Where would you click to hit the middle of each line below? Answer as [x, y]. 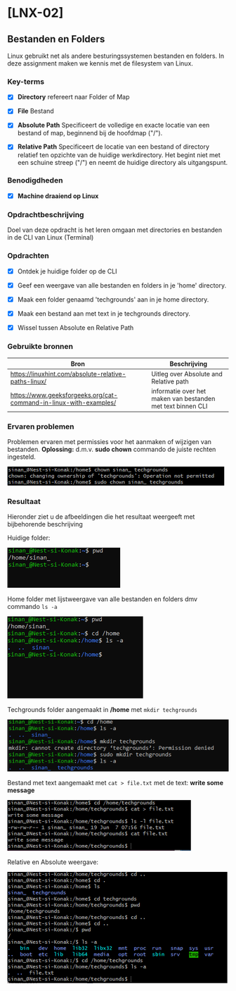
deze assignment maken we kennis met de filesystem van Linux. [100, 63]
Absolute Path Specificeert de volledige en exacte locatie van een [113, 125]
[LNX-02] [35, 13]
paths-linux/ [28, 381]
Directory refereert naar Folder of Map [73, 97]
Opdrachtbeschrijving [46, 214]
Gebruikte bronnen [40, 346]
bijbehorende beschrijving [45, 524]
